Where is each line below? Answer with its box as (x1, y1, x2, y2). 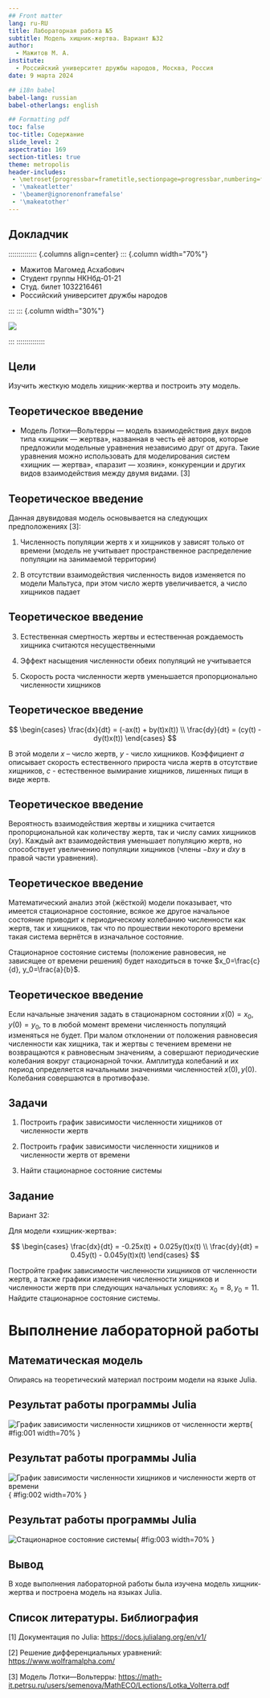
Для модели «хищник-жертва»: (8, 1226, 117, 1235)
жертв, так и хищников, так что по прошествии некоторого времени (8, 923, 243, 933)
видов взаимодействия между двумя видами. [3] (19, 468, 190, 479)
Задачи (8, 1096, 48, 1110)
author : (8, 42, 35, 50)
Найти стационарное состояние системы (19, 1166, 162, 1175)
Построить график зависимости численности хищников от (19, 1117, 223, 1127)
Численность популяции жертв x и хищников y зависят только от (19, 537, 245, 547)
